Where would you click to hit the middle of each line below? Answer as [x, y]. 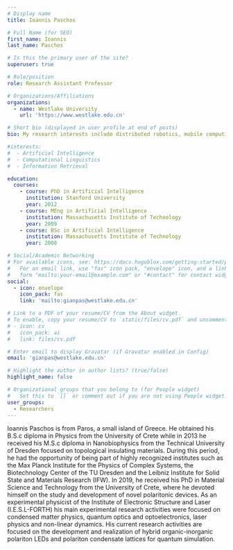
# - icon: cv [26, 326]
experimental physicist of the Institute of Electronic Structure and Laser [109, 502]
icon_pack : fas [42, 294]
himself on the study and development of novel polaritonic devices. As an [112, 495]
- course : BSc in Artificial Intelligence [82, 230]
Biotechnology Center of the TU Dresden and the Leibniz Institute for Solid [113, 473]
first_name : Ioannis [37, 39]
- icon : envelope [38, 288]
